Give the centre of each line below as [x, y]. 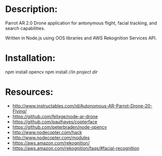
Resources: [29, 92]
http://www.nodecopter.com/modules [51, 138]
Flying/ [19, 111]
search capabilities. [25, 28]
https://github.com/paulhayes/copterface [55, 122]
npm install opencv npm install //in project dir [52, 72]
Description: [31, 9]
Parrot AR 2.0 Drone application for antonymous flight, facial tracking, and [81, 23]
